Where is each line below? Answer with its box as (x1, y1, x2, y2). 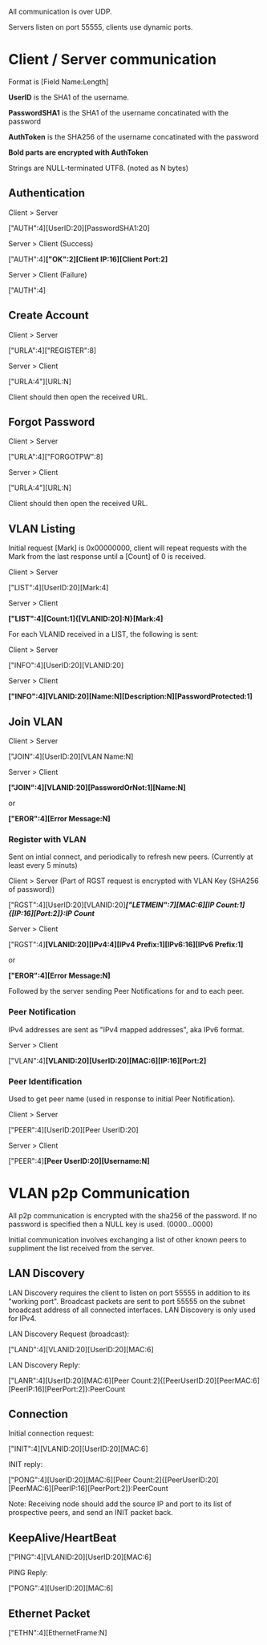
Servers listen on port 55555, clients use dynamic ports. (8, 22, 193, 31)
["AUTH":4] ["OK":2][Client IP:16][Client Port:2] (8, 254, 168, 264)
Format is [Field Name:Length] (8, 76, 109, 87)
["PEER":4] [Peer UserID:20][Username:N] (8, 1156, 150, 1165)
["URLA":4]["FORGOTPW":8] (8, 452, 103, 462)
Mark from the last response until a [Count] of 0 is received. (8, 552, 206, 561)
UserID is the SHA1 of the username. (8, 92, 130, 102)
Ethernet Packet (8, 1607, 91, 1620)
